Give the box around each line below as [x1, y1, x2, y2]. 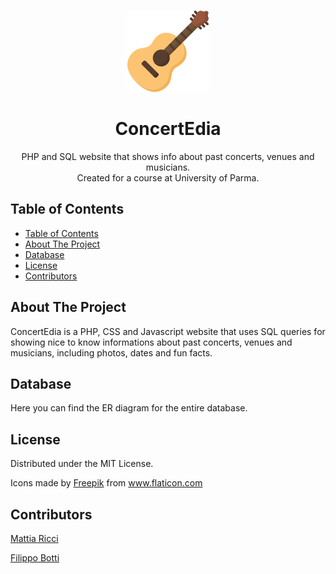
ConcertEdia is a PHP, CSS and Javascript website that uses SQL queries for [10, 325, 326, 337]
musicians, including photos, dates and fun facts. [10, 346, 213, 359]
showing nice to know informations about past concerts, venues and [10, 336, 293, 348]
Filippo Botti [10, 552, 60, 564]
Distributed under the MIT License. [10, 458, 154, 470]
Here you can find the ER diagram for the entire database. [10, 402, 248, 414]
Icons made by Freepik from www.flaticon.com [10, 477, 203, 489]
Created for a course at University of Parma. [76, 171, 260, 184]
